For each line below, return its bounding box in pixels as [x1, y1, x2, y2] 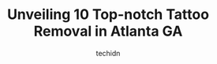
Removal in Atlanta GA [33, 22, 183, 40]
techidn [95, 48, 121, 58]
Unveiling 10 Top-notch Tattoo [6, 6, 210, 24]
